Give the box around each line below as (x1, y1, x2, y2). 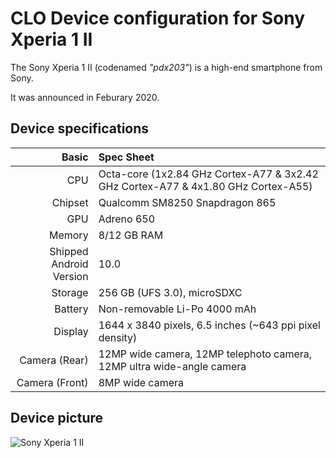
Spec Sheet (98, 150, 155, 164)
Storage (51, 285, 89, 299)
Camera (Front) (16, 375, 89, 389)
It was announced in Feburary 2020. (10, 91, 160, 103)
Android (51, 257, 89, 271)
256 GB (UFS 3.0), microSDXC (98, 285, 243, 299)
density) (98, 330, 138, 344)
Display (53, 324, 89, 338)
